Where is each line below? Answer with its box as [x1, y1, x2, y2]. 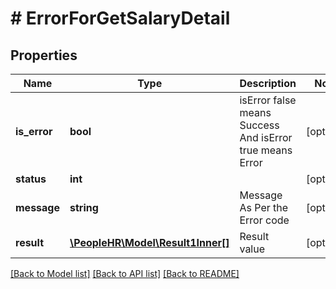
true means [239, 143, 293, 157]
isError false [239, 93, 297, 107]
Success [239, 118, 280, 132]
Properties [10, 47, 78, 64]
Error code [239, 213, 290, 227]
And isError [239, 131, 293, 144]
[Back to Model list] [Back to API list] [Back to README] [10, 268, 240, 279]
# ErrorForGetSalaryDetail [10, 7, 231, 30]
